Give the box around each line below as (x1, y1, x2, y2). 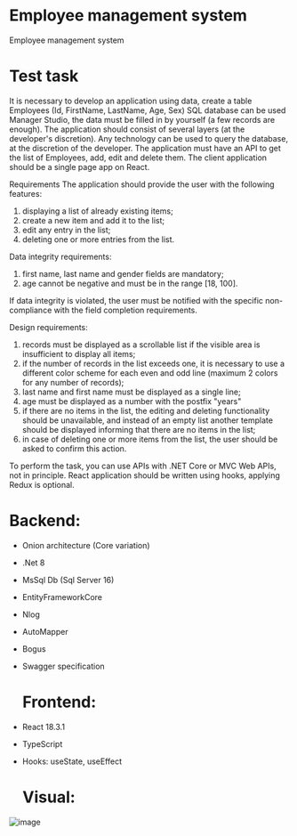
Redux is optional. (9, 479, 76, 490)
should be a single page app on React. (9, 161, 150, 172)
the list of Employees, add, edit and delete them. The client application (9, 152, 268, 163)
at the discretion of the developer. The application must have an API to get (9, 142, 282, 153)
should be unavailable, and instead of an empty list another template (21, 415, 274, 426)
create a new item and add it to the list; (21, 215, 165, 225)
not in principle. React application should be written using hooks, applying (9, 469, 280, 481)
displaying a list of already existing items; (21, 206, 173, 216)
